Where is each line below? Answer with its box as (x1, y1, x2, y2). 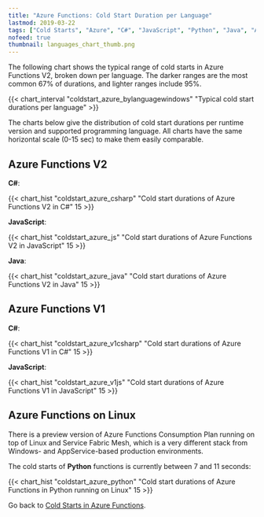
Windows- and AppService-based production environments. (8, 446, 204, 456)
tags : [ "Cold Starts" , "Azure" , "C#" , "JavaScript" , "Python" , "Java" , (8, 26, 248, 34)
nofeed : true (8, 33, 51, 42)
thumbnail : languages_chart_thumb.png (8, 41, 135, 49)
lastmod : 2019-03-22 (8, 19, 76, 27)
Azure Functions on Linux (8, 408, 136, 422)
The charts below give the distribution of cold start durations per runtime (8, 118, 244, 127)
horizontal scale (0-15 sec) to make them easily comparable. (8, 135, 204, 144)
